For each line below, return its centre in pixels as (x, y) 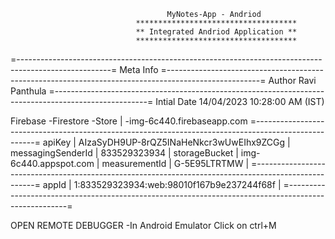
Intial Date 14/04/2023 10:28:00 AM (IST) (240, 101)
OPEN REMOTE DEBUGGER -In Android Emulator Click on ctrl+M (143, 225)
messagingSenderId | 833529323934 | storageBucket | (124, 153)
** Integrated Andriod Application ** (216, 32)
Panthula (28, 91)
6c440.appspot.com (52, 163)
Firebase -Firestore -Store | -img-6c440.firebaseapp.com (129, 121)
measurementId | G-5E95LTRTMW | (175, 163)
